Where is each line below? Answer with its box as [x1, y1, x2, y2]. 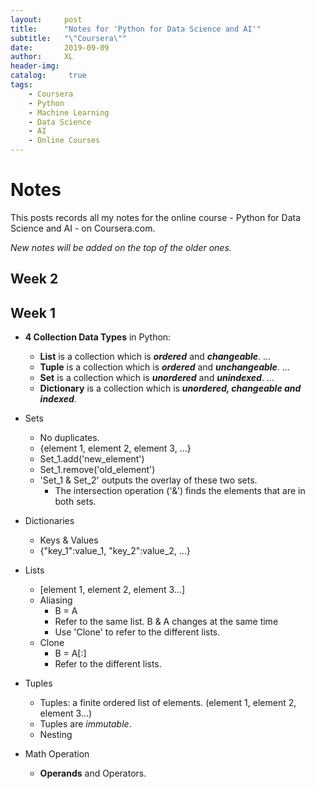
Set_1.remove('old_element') [39, 464, 156, 476]
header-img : [10, 61, 60, 71]
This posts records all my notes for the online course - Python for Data [10, 211, 302, 223]
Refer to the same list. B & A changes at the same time [54, 616, 279, 628]
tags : [10, 80, 33, 90]
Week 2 [10, 271, 59, 288]
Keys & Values [39, 534, 99, 546]
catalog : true [10, 71, 87, 81]
